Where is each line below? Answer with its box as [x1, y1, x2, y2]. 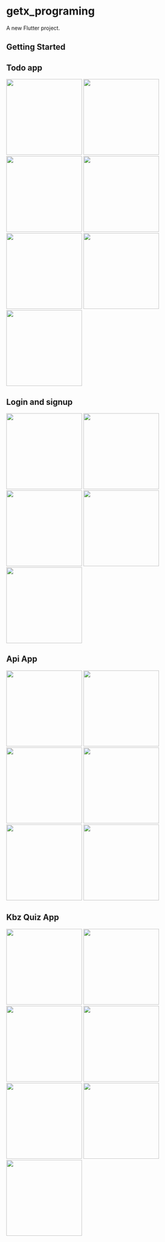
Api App [6, 654, 37, 664]
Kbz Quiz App [6, 912, 59, 923]
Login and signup [6, 396, 73, 407]
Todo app [6, 63, 43, 73]
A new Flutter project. [6, 24, 60, 32]
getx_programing [6, 4, 95, 18]
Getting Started [6, 42, 66, 52]
